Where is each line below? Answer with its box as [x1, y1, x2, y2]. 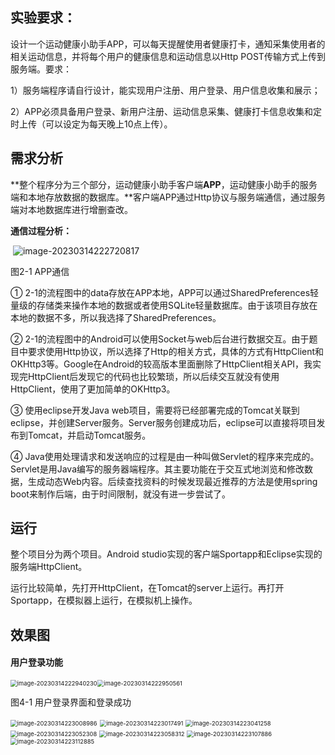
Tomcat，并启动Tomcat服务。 [27, 429, 152, 441]
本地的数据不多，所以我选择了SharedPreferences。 [10, 311, 222, 323]
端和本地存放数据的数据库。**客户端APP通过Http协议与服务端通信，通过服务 [10, 191, 326, 203]
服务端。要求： [10, 63, 72, 75]
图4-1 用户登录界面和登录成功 [10, 696, 132, 708]
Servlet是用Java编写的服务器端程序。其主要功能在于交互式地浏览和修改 [10, 463, 305, 475]
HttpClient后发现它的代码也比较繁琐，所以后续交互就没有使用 [27, 370, 280, 382]
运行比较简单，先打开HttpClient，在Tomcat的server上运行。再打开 [10, 582, 285, 594]
